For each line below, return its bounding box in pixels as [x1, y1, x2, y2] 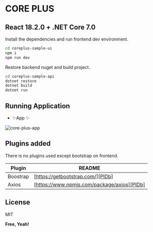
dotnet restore [5, 78, 37, 83]
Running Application [5, 101, 70, 110]
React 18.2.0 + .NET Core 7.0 [5, 23, 96, 31]
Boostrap [7, 173, 29, 180]
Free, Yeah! [5, 221, 29, 227]
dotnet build [5, 83, 32, 88]
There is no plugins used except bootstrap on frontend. [5, 152, 119, 158]
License [5, 198, 30, 206]
